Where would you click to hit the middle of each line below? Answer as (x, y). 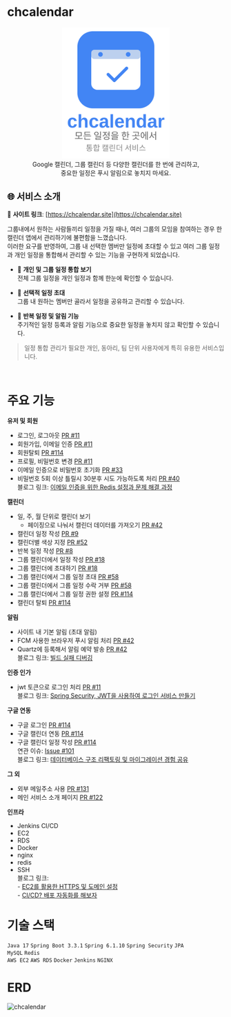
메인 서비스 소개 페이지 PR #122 (60, 798)
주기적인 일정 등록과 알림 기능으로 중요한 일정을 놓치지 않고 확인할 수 (109, 325)
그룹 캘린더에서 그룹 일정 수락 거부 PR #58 (74, 585)
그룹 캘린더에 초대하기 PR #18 (57, 568)
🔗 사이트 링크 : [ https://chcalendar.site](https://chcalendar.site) (94, 214)
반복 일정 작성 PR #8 (45, 551)
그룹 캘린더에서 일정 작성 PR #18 (61, 560)
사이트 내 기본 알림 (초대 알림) (57, 632)
